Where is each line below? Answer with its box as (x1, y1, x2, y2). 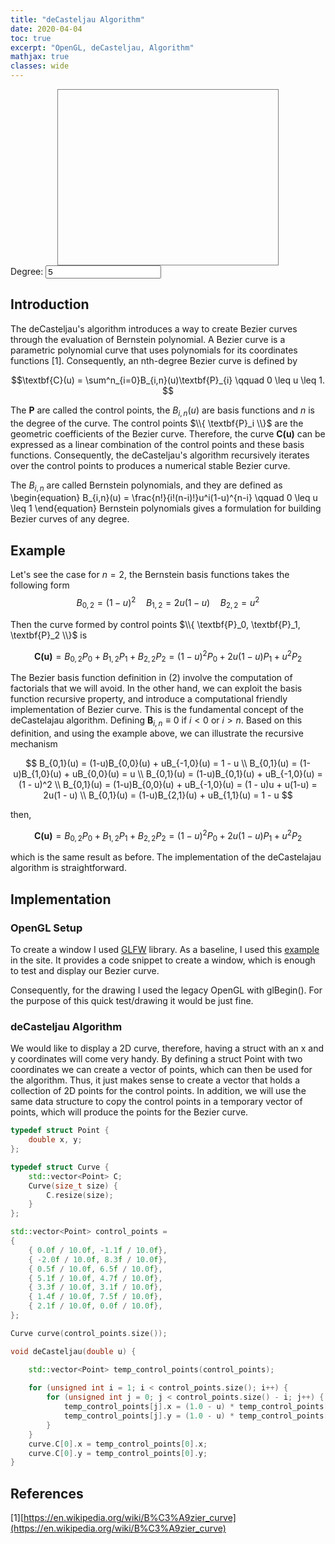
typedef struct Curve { (10, 1162, 110, 1172)
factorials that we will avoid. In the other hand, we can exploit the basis (10, 682, 303, 695)
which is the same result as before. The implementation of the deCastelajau (10, 851, 322, 863)
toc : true (10, 33, 52, 43)
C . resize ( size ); (46, 1190, 114, 1200)
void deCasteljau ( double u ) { (10, 1346, 137, 1356)
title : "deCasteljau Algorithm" (10, 14, 145, 25)
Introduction (10, 296, 90, 313)
